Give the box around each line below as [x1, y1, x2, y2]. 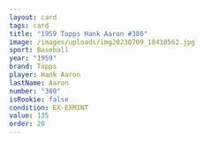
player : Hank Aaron [9, 71, 81, 79]
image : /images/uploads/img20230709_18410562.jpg [9, 37, 196, 47]
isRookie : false [9, 94, 69, 104]
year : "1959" [9, 54, 57, 63]
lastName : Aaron [9, 78, 69, 87]
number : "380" [9, 86, 62, 95]
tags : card [9, 21, 49, 30]
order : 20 [9, 120, 46, 129]
